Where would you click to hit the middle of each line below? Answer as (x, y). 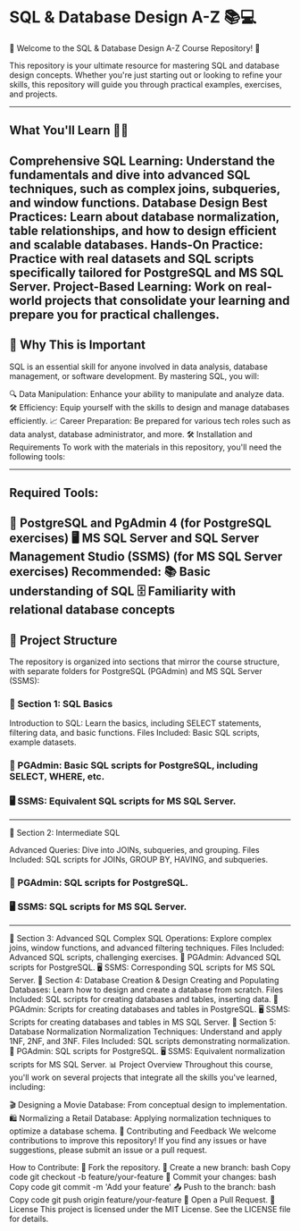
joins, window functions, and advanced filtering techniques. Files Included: (147, 948)
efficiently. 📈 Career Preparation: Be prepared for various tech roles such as (150, 420)
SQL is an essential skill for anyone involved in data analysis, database (138, 367)
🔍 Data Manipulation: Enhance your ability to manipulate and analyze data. (147, 393)
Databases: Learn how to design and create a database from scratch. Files (146, 990)
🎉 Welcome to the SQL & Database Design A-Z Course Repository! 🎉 (135, 48)
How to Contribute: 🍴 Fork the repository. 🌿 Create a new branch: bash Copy (150, 1167)
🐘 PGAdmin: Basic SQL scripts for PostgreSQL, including (134, 765)
